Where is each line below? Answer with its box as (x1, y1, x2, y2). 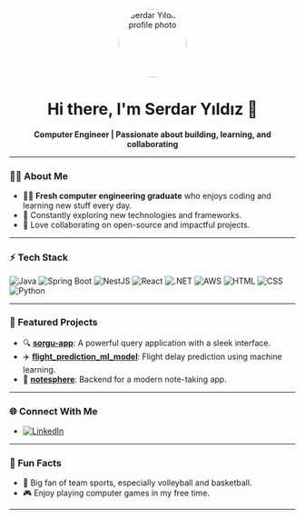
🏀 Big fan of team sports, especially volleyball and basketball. (22, 477, 252, 488)
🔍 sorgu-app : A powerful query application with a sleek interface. (22, 337, 271, 348)
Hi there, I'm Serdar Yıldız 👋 (46, 99, 259, 120)
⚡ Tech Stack (9, 251, 68, 264)
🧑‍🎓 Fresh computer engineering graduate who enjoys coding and (22, 191, 272, 202)
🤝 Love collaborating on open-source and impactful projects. (22, 219, 251, 231)
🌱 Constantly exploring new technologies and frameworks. (22, 210, 242, 221)
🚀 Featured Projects (9, 316, 98, 329)
